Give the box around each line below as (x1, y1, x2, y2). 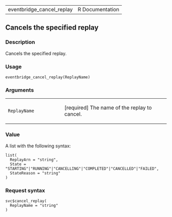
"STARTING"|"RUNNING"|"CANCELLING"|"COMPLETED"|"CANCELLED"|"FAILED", (5, 166, 159, 171)
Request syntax (5, 187, 45, 194)
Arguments (5, 86, 34, 94)
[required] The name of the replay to (64, 104, 152, 112)
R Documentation (77, 6, 119, 13)
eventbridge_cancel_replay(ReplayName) (5, 74, 91, 80)
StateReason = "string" (10, 170, 60, 176)
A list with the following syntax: (5, 143, 71, 149)
